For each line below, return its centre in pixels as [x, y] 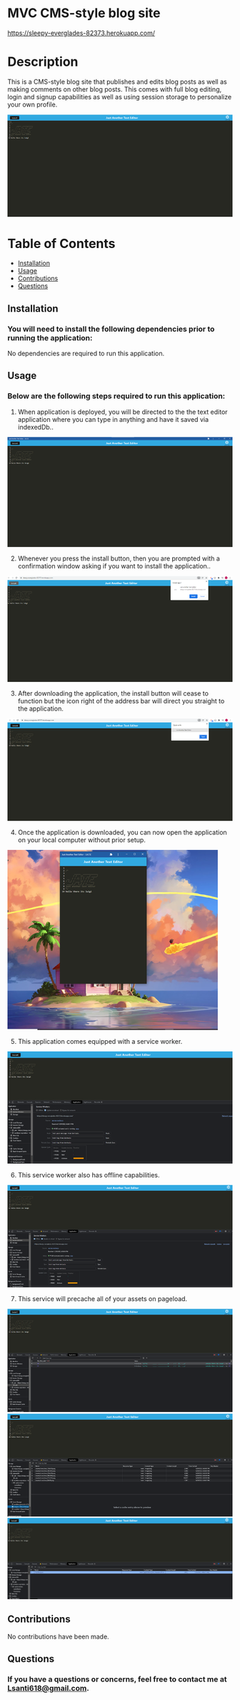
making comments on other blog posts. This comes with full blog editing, [115, 89]
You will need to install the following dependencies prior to [111, 329]
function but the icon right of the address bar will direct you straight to [121, 701]
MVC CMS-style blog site [84, 13]
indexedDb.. [35, 427]
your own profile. [32, 104]
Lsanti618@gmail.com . [48, 1688]
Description [43, 62]
